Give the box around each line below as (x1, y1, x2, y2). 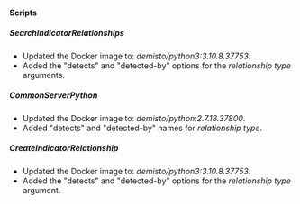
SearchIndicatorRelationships (9, 28, 124, 39)
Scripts (9, 7, 38, 18)
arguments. (22, 69, 66, 80)
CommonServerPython (9, 90, 98, 101)
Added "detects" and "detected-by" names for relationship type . (22, 122, 263, 133)
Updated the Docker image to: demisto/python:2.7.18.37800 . (22, 112, 246, 123)
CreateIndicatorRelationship (9, 143, 119, 154)
